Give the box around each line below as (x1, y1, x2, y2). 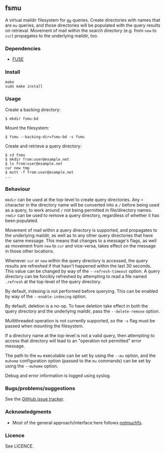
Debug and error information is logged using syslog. (5, 373, 111, 379)
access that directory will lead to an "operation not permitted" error (5, 338, 142, 344)
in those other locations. (5, 248, 54, 254)
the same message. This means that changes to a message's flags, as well (5, 238, 157, 244)
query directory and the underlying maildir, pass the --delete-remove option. (5, 308, 160, 314)
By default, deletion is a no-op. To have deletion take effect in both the (5, 303, 148, 309)
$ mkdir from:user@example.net (5, 157, 69, 162)
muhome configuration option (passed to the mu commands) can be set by (5, 358, 151, 364)
